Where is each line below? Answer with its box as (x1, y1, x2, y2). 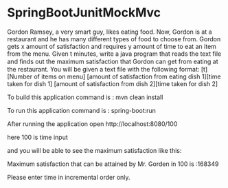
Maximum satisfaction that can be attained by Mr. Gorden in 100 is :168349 (7, 160, 219, 168)
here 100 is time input (7, 133, 69, 141)
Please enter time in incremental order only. (7, 173, 130, 181)
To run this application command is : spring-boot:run (7, 106, 157, 114)
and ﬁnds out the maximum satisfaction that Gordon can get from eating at (7, 57, 218, 65)
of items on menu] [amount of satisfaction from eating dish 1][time (34, 72, 221, 81)
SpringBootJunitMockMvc (7, 5, 161, 21)
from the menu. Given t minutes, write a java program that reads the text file (7, 50, 222, 58)
